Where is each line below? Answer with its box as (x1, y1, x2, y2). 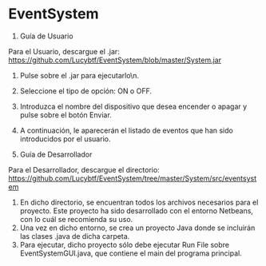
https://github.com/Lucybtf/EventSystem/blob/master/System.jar (8, 55, 222, 65)
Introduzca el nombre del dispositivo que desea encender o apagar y (19, 101, 248, 111)
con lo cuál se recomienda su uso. (19, 214, 133, 224)
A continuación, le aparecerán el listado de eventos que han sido (19, 125, 233, 135)
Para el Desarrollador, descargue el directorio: (8, 165, 160, 174)
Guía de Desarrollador (19, 149, 93, 159)
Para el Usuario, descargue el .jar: (8, 46, 120, 56)
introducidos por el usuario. (19, 133, 111, 144)
